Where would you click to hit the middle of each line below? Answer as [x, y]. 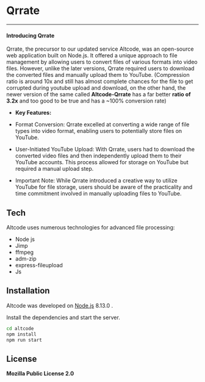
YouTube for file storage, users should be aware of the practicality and [104, 187]
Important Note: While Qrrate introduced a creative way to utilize [96, 181]
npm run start [24, 340]
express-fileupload [39, 265]
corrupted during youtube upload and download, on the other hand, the [96, 88]
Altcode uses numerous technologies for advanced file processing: [91, 227]
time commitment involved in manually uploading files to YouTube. [98, 193]
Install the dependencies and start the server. [63, 317]
